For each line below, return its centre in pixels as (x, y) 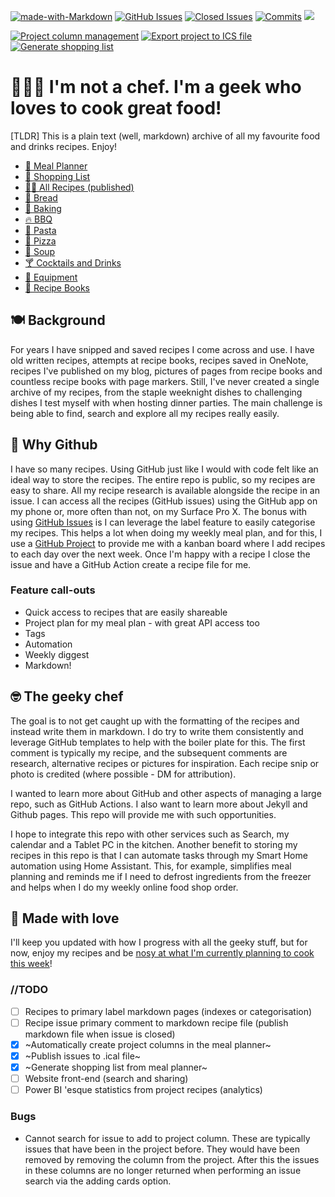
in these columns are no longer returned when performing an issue (163, 1170)
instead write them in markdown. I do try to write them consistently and (157, 731)
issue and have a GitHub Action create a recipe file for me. (131, 564)
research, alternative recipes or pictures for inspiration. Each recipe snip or (165, 763)
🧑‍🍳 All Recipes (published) (79, 187)
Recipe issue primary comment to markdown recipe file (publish (156, 1022)
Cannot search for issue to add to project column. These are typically (167, 1138)
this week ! (31, 964)
